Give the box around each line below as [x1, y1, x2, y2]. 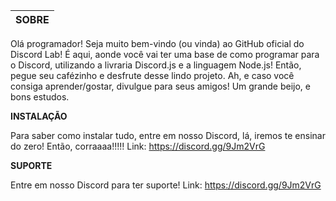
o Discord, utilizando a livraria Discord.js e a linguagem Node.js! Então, [10, 59, 302, 71]
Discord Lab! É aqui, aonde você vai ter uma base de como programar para [10, 49, 320, 60]
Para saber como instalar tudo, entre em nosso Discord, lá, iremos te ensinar [10, 130, 326, 141]
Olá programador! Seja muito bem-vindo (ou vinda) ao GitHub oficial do [10, 38, 305, 49]
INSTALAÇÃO [10, 110, 68, 122]
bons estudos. [10, 91, 70, 103]
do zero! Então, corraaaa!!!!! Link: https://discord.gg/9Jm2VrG [10, 140, 266, 152]
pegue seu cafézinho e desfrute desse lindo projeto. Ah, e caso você [10, 70, 295, 81]
